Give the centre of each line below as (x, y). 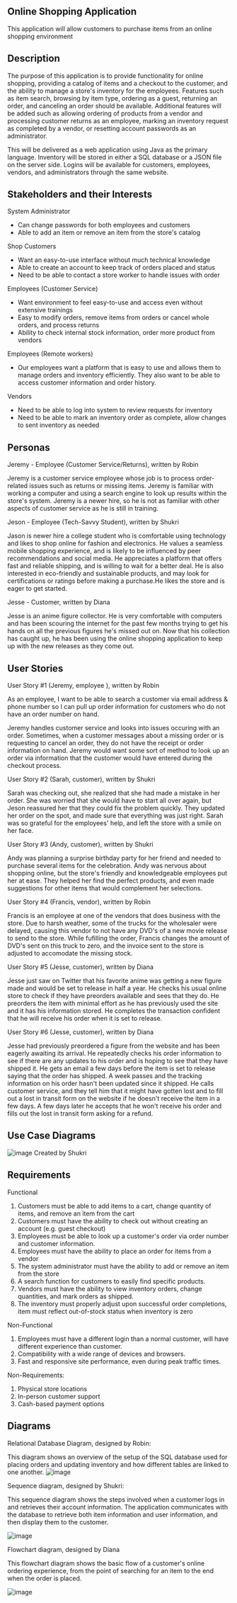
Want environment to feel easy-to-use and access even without (110, 302)
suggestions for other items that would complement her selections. (105, 888)
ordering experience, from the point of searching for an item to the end (111, 1570)
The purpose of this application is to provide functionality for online (105, 75)
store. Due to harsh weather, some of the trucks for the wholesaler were (112, 923)
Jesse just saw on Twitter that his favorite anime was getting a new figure (115, 981)
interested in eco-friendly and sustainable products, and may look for (108, 574)
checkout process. (34, 766)
